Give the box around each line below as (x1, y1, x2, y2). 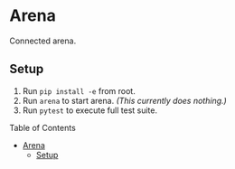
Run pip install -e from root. (22, 85, 136, 96)
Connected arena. (9, 35, 77, 46)
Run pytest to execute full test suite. (22, 105, 158, 116)
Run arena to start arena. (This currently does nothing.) (22, 95, 228, 106)
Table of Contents (9, 122, 77, 133)
